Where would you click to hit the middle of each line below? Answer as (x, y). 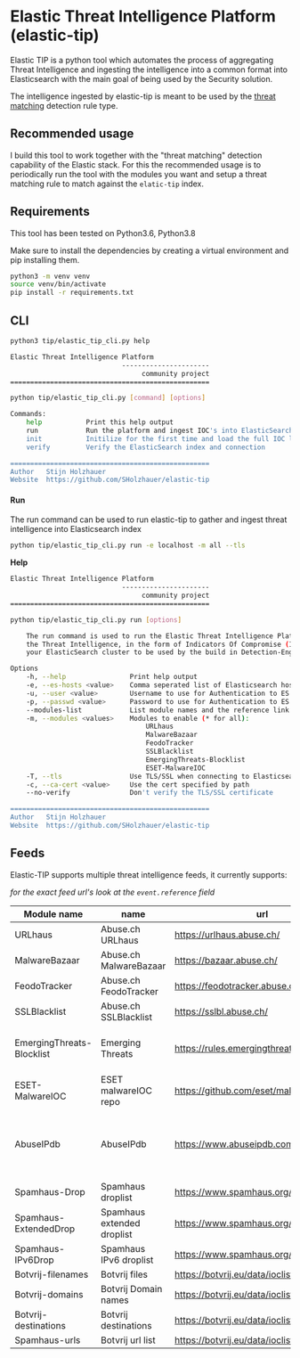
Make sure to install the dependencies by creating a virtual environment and (150, 250)
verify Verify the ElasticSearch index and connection (146, 447)
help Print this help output (100, 422)
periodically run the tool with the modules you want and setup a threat (139, 174)
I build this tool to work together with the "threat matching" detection (136, 155)
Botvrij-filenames (52, 1274)
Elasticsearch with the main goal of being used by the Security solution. (142, 78)
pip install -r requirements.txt (72, 293)
